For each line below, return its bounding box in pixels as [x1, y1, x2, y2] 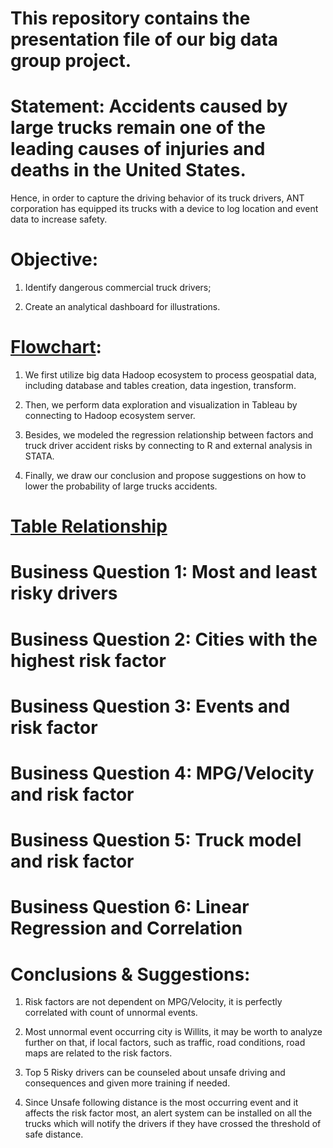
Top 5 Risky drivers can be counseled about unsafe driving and [24, 1067, 286, 1079]
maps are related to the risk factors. [24, 1047, 173, 1059]
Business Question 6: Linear [10, 896, 250, 919]
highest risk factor [10, 649, 167, 672]
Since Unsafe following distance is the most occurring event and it [24, 1097, 299, 1109]
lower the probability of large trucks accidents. [24, 480, 218, 492]
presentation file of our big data [10, 28, 279, 51]
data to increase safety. [10, 213, 108, 226]
